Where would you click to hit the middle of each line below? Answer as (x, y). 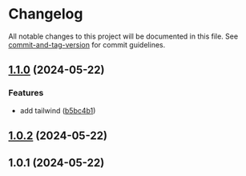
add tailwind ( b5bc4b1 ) (58, 110)
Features (26, 93)
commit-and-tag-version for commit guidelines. (87, 44)
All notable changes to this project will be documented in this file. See (123, 36)
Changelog (46, 14)
